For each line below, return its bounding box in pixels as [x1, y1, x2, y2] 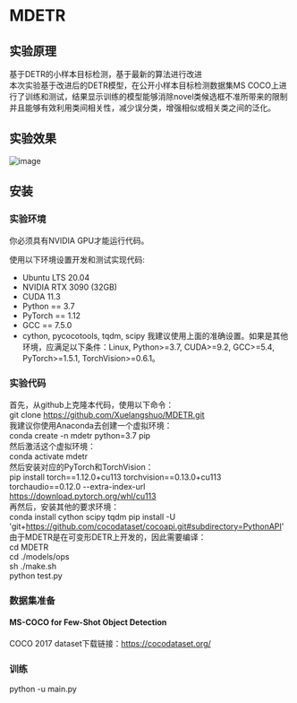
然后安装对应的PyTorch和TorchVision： [9, 461, 154, 472]
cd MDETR [9, 542, 49, 552]
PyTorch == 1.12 [21, 310, 81, 321]
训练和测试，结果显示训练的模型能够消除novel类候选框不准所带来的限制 [24, 91, 288, 101]
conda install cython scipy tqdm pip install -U [9, 511, 176, 522]
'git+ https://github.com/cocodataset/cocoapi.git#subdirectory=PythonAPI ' [9, 521, 284, 532]
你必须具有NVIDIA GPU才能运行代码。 [9, 235, 149, 246]
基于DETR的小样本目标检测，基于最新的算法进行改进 [9, 69, 203, 79]
